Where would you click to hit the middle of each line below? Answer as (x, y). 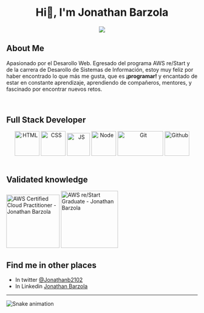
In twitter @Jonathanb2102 (49, 280)
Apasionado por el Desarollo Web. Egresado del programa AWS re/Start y (98, 63)
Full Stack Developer (46, 120)
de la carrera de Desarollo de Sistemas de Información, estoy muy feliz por (100, 69)
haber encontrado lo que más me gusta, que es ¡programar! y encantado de (102, 76)
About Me (25, 48)
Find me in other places (52, 265)
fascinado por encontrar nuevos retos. (54, 89)
